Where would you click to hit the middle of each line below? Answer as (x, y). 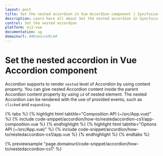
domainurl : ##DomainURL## (31, 37)
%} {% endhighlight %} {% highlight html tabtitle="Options (98, 124)
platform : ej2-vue (24, 28)
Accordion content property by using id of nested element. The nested (76, 94)
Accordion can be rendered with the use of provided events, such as (73, 99)
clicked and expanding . (28, 104)
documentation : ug (24, 32)
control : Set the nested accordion (41, 23)
